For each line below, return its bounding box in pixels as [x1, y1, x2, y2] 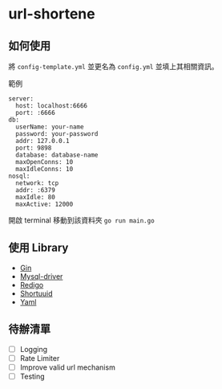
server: [8, 95, 34, 103]
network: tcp [15, 179, 59, 187]
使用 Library [8, 241, 69, 255]
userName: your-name [15, 123, 84, 131]
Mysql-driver [19, 271, 63, 281]
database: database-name [15, 151, 99, 159]
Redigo [19, 280, 44, 289]
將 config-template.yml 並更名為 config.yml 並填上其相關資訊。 [8, 62, 219, 71]
